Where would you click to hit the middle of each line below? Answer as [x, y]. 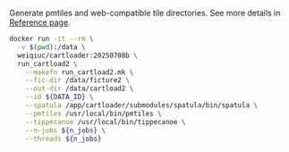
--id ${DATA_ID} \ [59, 97]
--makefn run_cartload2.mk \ [80, 72]
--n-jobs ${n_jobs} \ [65, 130]
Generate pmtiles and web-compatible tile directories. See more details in [145, 13]
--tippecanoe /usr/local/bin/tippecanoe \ [106, 122]
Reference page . [40, 22]
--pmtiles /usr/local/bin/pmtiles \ [94, 114]
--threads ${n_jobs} [64, 139]
